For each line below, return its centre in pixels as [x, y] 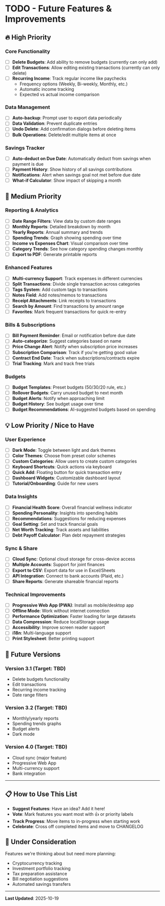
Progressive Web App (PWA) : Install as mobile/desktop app [73, 605]
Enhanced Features [29, 268]
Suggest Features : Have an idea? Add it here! [59, 808]
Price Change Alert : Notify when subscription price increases [75, 347]
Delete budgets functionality [41, 679]
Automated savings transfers [41, 884]
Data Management [28, 107]
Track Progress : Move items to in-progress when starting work [76, 821]
